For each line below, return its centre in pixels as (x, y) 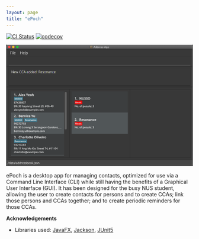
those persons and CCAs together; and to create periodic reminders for (93, 201)
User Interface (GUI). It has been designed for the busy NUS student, (90, 188)
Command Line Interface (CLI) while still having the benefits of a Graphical (97, 182)
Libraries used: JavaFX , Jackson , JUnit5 (64, 230)
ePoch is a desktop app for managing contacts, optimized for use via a (92, 176)
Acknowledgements (32, 218)
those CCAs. (22, 207)
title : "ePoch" (25, 19)
